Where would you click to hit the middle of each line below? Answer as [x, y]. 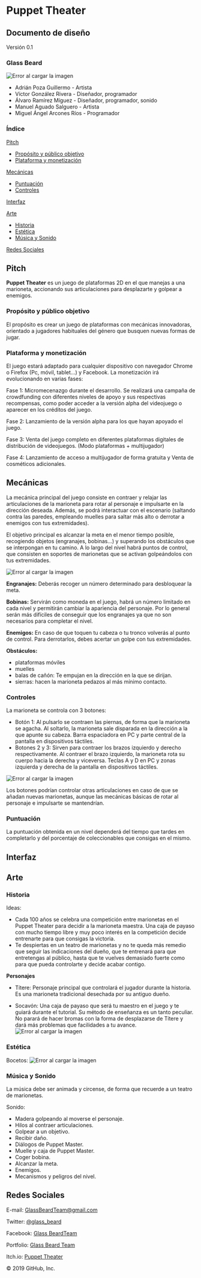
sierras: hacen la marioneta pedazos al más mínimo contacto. [91, 681]
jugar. [13, 337]
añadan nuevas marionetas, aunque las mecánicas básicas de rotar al [92, 797]
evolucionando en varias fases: [45, 379]
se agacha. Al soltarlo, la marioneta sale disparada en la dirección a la [101, 729]
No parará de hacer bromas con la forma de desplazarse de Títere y [99, 1019]
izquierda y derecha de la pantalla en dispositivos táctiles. [86, 767]
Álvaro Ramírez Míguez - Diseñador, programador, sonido [86, 101]
